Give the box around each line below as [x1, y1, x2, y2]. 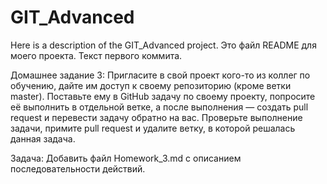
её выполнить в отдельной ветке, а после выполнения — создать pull [10, 101, 309, 113]
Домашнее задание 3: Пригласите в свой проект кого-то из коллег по [10, 69, 311, 81]
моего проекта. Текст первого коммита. [10, 49, 183, 61]
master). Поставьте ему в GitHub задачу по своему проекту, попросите [10, 90, 316, 102]
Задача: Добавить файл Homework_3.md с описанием [10, 152, 242, 164]
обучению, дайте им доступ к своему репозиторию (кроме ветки [10, 79, 292, 91]
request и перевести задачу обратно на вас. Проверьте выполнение [10, 111, 303, 123]
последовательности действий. [10, 162, 146, 175]
